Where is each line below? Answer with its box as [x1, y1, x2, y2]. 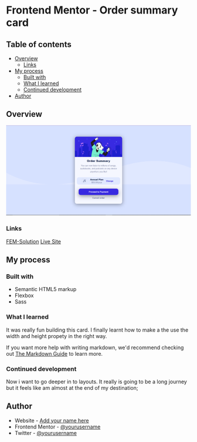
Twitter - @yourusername [14, 429, 77, 436]
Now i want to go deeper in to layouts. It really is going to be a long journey [6, 378, 188, 385]
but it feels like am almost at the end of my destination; [6, 384, 138, 391]
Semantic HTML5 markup [14, 286, 77, 293]
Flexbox [14, 292, 34, 299]
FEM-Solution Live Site [6, 238, 62, 245]
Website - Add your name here [14, 417, 89, 424]
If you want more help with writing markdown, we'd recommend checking [6, 344, 184, 351]
